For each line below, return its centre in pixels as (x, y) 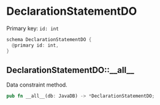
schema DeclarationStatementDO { (49, 39)
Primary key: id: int (33, 28)
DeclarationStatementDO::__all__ (70, 70)
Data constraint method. (37, 85)
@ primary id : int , (36, 45)
